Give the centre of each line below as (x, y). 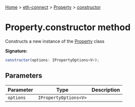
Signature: (16, 51)
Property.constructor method (68, 27)
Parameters (24, 76)
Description (106, 89)
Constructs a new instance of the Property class (55, 41)
